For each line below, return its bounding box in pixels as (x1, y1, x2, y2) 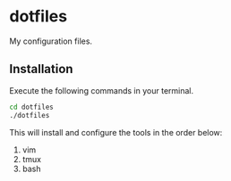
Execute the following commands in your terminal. (9, 85, 194, 95)
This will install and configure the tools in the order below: (9, 127, 223, 137)
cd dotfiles (9, 103, 54, 111)
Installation (9, 62, 73, 77)
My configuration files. (9, 36, 92, 46)
